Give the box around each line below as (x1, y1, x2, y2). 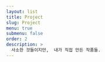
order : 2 (6, 36, 28, 42)
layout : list (6, 8, 38, 15)
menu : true (6, 25, 33, 31)
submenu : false (6, 31, 43, 37)
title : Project (6, 14, 43, 20)
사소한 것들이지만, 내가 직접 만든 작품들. (11, 47, 101, 53)
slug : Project (6, 19, 41, 25)
